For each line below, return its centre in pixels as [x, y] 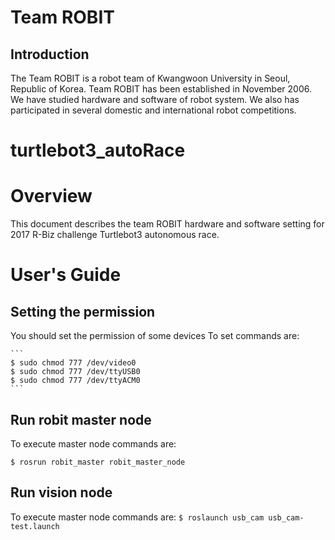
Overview [51, 196]
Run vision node [61, 492]
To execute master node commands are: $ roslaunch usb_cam [137, 517]
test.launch [35, 526]
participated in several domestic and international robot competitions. [153, 110]
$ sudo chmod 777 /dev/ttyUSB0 [75, 372]
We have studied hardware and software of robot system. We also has [155, 99]
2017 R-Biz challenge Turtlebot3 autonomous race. [115, 235]
